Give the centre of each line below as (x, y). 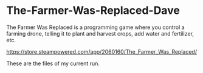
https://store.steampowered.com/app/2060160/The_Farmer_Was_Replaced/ (102, 51)
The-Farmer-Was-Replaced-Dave (93, 11)
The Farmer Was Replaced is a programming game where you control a (95, 27)
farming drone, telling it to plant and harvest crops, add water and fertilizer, (100, 33)
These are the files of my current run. (53, 63)
